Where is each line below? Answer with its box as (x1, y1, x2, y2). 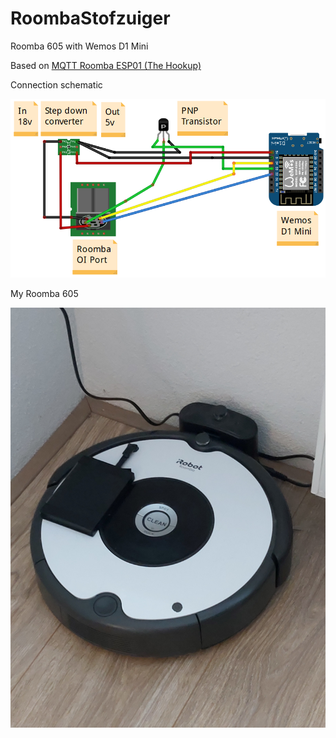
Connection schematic (10, 78, 103, 91)
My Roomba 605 (10, 288, 79, 300)
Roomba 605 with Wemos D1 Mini (10, 40, 149, 52)
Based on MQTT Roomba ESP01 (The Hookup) (10, 59, 202, 71)
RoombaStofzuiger (10, 7, 171, 30)
